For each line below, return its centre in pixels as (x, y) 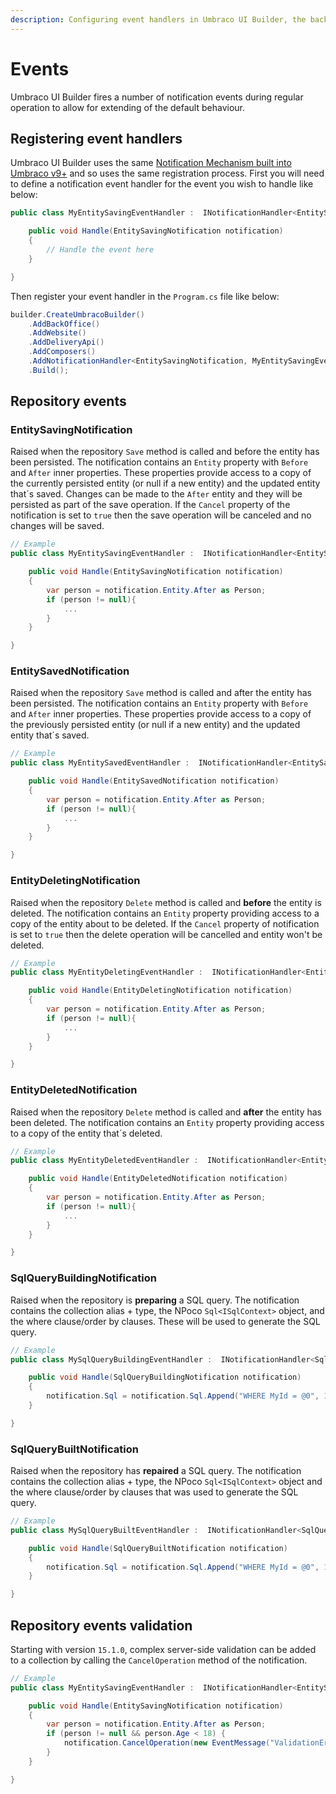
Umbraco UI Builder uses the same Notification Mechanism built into (151, 163)
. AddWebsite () (57, 333)
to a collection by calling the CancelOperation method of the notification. (159, 1660)
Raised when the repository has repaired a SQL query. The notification (156, 1471)
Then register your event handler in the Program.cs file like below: (145, 296)
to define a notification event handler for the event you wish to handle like (162, 184)
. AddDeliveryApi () (66, 342)
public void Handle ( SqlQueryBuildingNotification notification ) (165, 1377)
